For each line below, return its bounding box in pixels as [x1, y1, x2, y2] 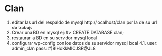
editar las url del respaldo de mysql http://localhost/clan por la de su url [11, 19, 157, 25]
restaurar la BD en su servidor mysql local [11, 35, 97, 41]
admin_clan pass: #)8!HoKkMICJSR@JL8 [11, 45, 96, 51]
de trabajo [11, 24, 33, 30]
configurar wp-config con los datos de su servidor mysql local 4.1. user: [11, 40, 158, 46]
